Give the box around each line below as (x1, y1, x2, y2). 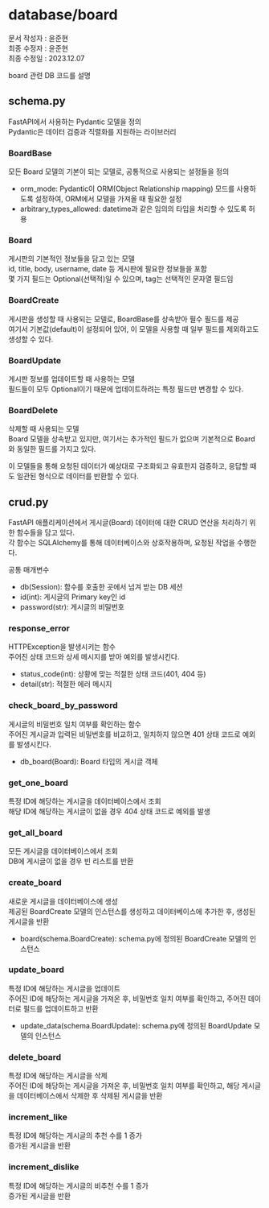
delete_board (8, 1051, 62, 1062)
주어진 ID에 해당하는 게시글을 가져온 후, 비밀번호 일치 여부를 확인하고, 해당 (8, 1081, 240, 1090)
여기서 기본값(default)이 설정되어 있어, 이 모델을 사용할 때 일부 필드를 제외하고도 (8, 324, 259, 333)
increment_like (8, 1111, 68, 1123)
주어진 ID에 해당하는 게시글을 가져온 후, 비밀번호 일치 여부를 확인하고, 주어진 (8, 993, 247, 1003)
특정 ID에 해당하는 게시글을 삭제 (8, 1071, 108, 1081)
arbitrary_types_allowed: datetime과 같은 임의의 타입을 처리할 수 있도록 (19, 204, 247, 214)
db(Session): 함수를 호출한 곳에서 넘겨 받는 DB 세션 (19, 582, 183, 592)
